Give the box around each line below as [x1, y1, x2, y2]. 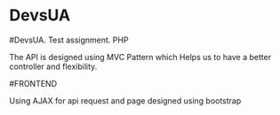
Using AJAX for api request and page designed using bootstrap [9, 95, 242, 106]
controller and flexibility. [9, 61, 98, 72]
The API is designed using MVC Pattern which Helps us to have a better [9, 51, 272, 62]
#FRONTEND [9, 78, 58, 88]
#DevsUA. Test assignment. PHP [9, 34, 129, 45]
